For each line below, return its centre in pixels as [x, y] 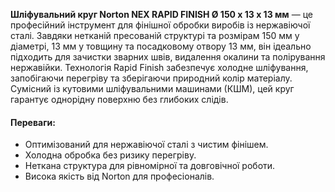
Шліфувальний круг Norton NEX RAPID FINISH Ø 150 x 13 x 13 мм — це [161, 14]
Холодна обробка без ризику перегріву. [110, 155]
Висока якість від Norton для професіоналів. [119, 176]
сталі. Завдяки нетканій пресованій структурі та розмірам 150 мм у [155, 35]
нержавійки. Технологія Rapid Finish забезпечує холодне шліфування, [159, 67]
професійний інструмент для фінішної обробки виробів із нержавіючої [160, 25]
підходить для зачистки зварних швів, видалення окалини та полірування [168, 57]
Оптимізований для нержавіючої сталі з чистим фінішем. [146, 145]
